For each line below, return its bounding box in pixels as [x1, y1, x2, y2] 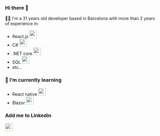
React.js [12, 34, 29, 40]
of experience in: [5, 21, 39, 26]
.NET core [12, 51, 33, 57]
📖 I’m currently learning [5, 77, 62, 84]
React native [12, 91, 37, 97]
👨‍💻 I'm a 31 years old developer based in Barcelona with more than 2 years [5, 16, 155, 22]
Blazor [12, 100, 25, 106]
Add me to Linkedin [5, 112, 52, 119]
